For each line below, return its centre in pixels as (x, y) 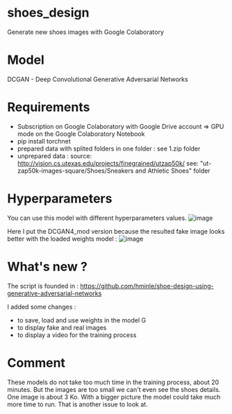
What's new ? (48, 267)
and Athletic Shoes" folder (173, 171)
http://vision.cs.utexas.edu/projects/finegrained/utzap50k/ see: (108, 163)
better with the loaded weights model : (62, 239)
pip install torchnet (44, 141)
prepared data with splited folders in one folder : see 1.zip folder (109, 148)
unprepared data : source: (55, 156)
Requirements (49, 107)
